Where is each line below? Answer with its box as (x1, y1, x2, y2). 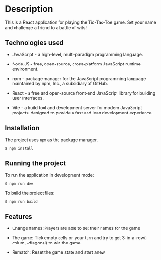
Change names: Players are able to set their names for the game (12, 226, 140, 231)
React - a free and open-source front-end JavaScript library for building (12, 90, 156, 96)
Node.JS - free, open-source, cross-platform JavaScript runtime (12, 61, 141, 66)
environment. (12, 66, 39, 72)
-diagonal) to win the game (27, 240, 81, 246)
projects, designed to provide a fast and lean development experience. (12, 110, 153, 115)
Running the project (5, 159, 66, 167)
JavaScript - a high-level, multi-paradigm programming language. (12, 51, 143, 57)
